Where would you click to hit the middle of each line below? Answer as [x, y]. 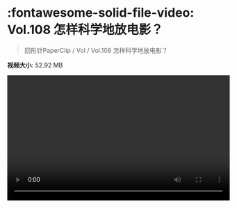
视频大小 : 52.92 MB [35, 65]
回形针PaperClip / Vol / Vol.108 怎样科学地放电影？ [96, 50]
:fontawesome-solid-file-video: [101, 13]
